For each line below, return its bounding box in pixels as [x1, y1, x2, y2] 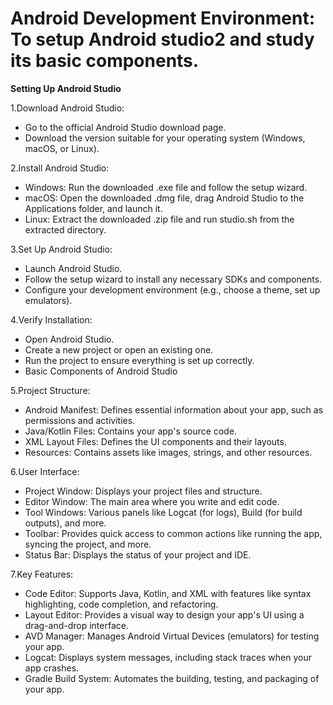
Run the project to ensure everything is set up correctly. [24, 354, 255, 366]
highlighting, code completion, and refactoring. [24, 598, 219, 610]
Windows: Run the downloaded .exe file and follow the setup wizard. [24, 181, 308, 193]
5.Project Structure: [10, 384, 91, 396]
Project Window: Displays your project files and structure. [24, 485, 263, 497]
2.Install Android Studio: [10, 162, 110, 174]
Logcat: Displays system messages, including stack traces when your [24, 651, 313, 663]
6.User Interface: [10, 465, 80, 477]
